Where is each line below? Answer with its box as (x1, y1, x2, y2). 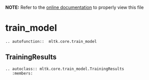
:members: (12, 71, 33, 76)
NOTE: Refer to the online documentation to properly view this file (5, 5, 144, 10)
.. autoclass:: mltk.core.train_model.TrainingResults (5, 66, 125, 71)
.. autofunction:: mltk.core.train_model (5, 39, 97, 44)
